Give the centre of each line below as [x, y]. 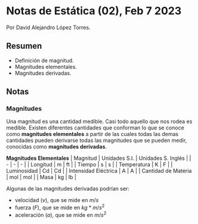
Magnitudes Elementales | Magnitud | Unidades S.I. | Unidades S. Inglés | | [99, 158]
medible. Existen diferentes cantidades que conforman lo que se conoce [95, 128]
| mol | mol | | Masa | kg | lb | [41, 177]
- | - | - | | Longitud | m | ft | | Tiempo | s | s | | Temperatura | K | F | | [89, 165]
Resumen [24, 46]
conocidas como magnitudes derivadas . [57, 147]
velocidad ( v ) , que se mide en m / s [57, 200]
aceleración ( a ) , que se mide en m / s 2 [61, 214]
